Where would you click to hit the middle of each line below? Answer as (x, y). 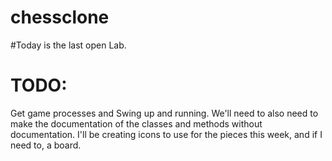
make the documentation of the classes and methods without (136, 123)
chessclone (60, 17)
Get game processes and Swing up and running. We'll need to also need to (164, 113)
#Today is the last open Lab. (68, 45)
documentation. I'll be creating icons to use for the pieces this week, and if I (166, 134)
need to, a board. (46, 145)
